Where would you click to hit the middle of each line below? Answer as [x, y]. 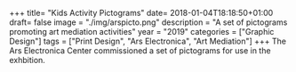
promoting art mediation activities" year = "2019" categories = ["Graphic [142, 32]
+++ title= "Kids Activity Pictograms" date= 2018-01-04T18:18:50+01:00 [141, 13]
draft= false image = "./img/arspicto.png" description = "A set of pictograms [148, 22]
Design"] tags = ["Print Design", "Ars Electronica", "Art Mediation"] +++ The [148, 41]
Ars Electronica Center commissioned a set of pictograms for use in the [140, 51]
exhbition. [28, 60]
